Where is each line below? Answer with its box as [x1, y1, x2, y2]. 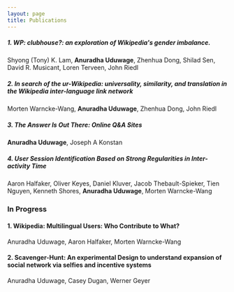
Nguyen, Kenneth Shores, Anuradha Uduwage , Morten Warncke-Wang [7, 187, 212, 195]
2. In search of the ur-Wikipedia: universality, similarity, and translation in [7, 80, 228, 88]
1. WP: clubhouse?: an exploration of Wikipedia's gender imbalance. [7, 39, 211, 47]
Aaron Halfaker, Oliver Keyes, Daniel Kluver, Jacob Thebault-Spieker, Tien [7, 179, 220, 188]
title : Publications [7, 17, 68, 24]
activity [7, 162, 31, 170]
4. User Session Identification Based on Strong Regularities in [7, 155, 191, 162]
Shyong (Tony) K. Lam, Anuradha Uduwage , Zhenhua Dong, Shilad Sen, [7, 56, 216, 64]
